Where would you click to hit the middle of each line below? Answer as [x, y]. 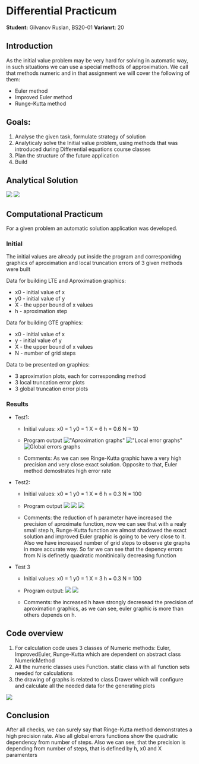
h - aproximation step [41, 311]
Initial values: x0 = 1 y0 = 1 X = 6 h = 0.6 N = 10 [81, 428]
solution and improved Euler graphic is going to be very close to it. [105, 536]
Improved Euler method [43, 97]
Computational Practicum [55, 214]
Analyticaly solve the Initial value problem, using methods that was [96, 143]
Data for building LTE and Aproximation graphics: [66, 281]
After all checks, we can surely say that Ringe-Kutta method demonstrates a [99, 730]
